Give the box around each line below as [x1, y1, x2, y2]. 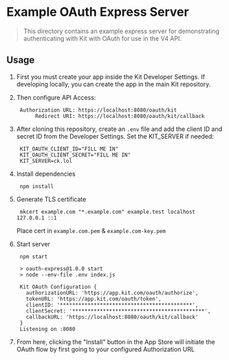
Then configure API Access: [16, 93, 96, 101]
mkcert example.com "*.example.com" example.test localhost [19, 208, 196, 215]
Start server [16, 239, 51, 248]
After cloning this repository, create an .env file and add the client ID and [16, 125, 223, 133]
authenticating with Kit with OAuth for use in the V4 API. [23, 34, 182, 42]
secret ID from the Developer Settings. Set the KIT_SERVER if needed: [16, 132, 215, 140]
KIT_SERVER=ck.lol [19, 157, 73, 164]
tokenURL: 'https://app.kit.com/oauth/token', [25, 295, 162, 302]
